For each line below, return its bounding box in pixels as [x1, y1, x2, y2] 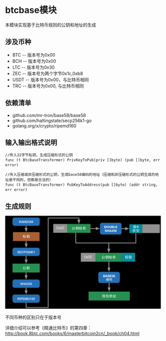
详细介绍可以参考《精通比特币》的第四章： [5, 325, 92, 331]
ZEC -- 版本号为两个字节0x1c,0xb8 [12, 70, 83, 76]
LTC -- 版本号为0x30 [12, 64, 55, 70]
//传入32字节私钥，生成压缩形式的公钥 [5, 153, 73, 158]
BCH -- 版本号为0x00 [12, 58, 56, 64]
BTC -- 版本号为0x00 [12, 52, 55, 57]
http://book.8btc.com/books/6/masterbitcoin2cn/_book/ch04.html [5, 330, 140, 336]
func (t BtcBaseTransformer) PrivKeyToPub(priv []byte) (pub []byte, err [5, 158, 161, 163]
